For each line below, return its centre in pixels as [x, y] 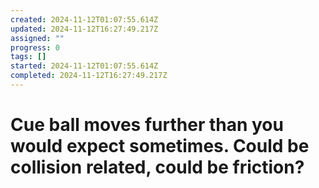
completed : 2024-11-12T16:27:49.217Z [89, 76]
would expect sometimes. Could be [160, 146]
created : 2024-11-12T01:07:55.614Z [84, 19]
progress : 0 [35, 47]
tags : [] [28, 57]
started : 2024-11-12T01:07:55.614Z [84, 66]
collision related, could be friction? [157, 167]
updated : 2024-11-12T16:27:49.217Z [84, 29]
